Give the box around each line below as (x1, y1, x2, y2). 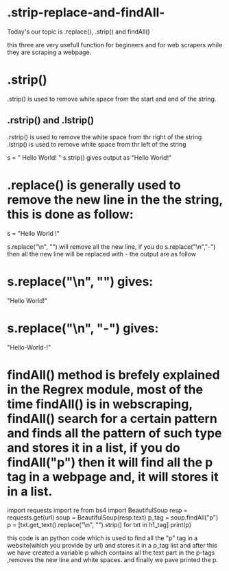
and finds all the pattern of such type (7, 425, 222, 441)
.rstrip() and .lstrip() (7, 114, 95, 126)
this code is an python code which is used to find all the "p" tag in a (7, 534, 198, 542)
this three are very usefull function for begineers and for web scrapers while (7, 40, 223, 49)
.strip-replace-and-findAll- (7, 5, 165, 21)
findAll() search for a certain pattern (7, 411, 217, 426)
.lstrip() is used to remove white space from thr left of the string (7, 140, 186, 148)
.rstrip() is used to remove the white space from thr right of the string (7, 132, 202, 141)
